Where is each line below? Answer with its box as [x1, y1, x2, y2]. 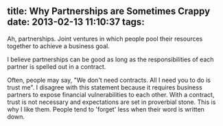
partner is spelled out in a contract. [7, 62, 106, 71]
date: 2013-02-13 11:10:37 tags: [7, 17, 145, 28]
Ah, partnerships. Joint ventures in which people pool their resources [7, 34, 203, 43]
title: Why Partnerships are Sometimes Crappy [7, 6, 211, 17]
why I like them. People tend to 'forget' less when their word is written [7, 105, 204, 113]
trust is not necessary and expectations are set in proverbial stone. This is [7, 98, 216, 106]
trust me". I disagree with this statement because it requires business [7, 83, 202, 92]
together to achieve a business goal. [7, 41, 110, 50]
